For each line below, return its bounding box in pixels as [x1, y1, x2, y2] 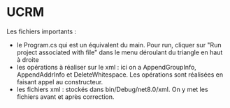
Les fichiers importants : [6, 27, 77, 36]
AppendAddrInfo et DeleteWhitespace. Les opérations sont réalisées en [16, 70, 224, 79]
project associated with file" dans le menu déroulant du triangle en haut [16, 48, 223, 56]
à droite [16, 55, 39, 63]
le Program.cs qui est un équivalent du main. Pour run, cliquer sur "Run [16, 40, 222, 49]
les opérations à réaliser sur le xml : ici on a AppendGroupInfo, [16, 63, 196, 71]
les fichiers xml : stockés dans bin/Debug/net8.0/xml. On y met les [16, 85, 208, 93]
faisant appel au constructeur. [16, 77, 103, 86]
